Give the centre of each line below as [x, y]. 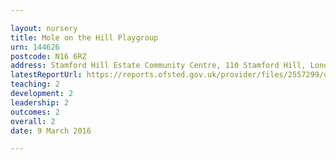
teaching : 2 [35, 84]
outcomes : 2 [35, 112]
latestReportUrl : [46, 75]
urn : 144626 [35, 47]
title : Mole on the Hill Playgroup [84, 37]
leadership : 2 [40, 102]
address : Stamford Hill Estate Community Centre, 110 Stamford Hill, [158, 66]
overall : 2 [33, 121]
